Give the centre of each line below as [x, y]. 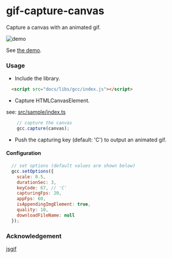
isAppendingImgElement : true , [54, 204]
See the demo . [24, 50]
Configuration [24, 153]
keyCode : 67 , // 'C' [42, 188]
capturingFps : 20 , [39, 193]
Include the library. [37, 79]
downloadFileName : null [46, 215]
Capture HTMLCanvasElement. [52, 101]
